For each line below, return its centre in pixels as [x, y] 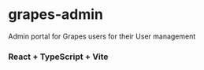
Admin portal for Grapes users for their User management [102, 36]
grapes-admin [56, 15]
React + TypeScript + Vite [58, 57]
